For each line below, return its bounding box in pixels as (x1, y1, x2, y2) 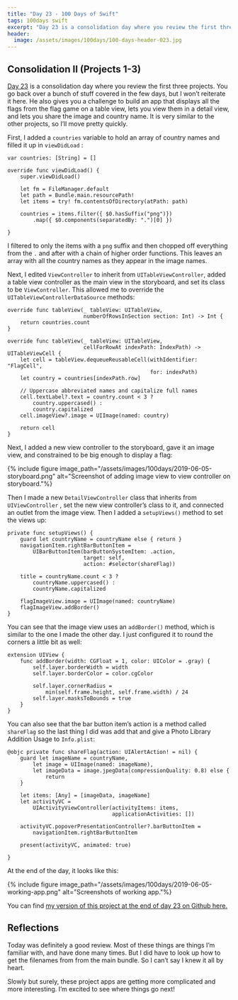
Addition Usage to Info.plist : (7, 735, 96, 743)
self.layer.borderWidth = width (33, 664, 129, 671)
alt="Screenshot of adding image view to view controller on (57, 472, 231, 480)
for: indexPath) (149, 368, 198, 376)
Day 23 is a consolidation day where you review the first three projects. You (7, 82, 228, 90)
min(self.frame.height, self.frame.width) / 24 (45, 689, 189, 696)
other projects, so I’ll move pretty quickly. (7, 119, 128, 128)
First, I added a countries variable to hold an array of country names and (7, 133, 220, 142)
